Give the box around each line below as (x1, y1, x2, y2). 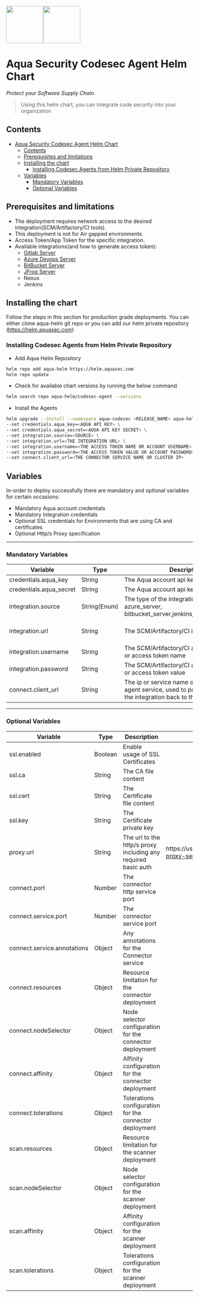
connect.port (9, 883, 46, 892)
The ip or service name (124, 678, 188, 686)
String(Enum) (81, 602, 119, 611)
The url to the (123, 833, 161, 841)
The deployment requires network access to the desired (14, 217, 152, 225)
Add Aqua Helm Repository (14, 354, 81, 362)
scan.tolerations (9, 1266, 54, 1274)
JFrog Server (23, 268, 56, 275)
